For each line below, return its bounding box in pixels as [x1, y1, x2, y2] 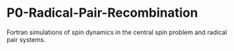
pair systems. [6, 35, 47, 43]
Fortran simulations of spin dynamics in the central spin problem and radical [6, 28, 227, 36]
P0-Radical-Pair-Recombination [6, 5, 198, 21]
